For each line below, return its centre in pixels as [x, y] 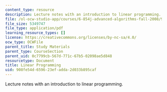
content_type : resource [30, 10]
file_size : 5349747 [25, 24]
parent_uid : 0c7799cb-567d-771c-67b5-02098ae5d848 [59, 56]
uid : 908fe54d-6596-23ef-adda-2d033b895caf [51, 70]
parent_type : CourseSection [34, 51]
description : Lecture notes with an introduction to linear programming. [83, 14]
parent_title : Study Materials [38, 47]
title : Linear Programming [33, 65]
